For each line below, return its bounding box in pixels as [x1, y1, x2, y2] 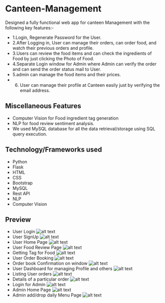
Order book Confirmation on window [12, 260, 88, 267]
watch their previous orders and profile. [12, 45, 94, 51]
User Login [12, 229, 35, 235]
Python [12, 158, 27, 164]
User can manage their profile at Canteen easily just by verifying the [19, 82, 161, 88]
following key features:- [5, 24, 54, 30]
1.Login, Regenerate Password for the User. [12, 34, 102, 40]
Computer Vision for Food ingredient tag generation [12, 115, 119, 121]
